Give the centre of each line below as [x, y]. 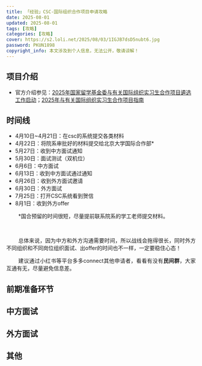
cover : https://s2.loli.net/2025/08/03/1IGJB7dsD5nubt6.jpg [83, 40]
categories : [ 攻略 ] [30, 34]
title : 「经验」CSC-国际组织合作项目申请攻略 [57, 12]
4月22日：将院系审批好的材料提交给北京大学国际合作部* [84, 143]
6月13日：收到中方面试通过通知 [54, 173]
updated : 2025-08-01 [32, 23]
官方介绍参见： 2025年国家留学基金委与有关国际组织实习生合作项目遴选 [103, 92]
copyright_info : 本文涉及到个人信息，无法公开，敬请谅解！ [73, 51]
